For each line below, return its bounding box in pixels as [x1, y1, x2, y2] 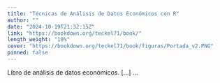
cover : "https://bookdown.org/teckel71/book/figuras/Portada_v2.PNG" [7, 43, 214, 50]
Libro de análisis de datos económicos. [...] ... [7, 68, 138, 77]
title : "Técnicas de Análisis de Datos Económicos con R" [7, 10, 179, 17]
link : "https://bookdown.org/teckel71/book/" [7, 29, 142, 37]
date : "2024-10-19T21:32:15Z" [7, 23, 96, 30]
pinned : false [7, 50, 49, 56]
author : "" [7, 17, 39, 24]
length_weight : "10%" [7, 36, 71, 43]
